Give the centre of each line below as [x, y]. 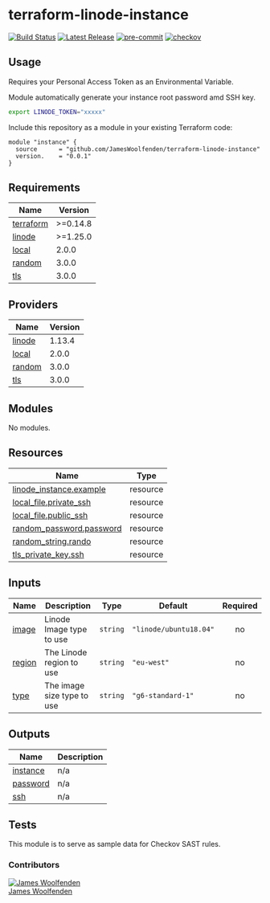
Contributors [34, 865]
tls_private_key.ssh [48, 554]
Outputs [29, 734]
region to [61, 662]
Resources [36, 453]
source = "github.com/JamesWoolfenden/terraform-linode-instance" [138, 149]
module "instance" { [43, 142]
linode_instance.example [59, 489]
